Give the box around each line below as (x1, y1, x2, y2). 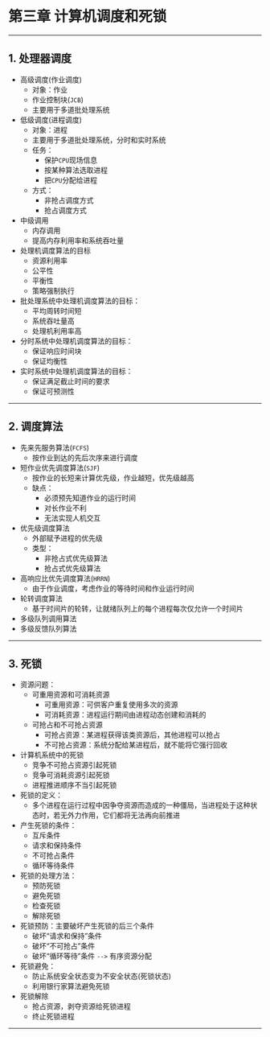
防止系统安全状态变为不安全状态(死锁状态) (31, 971, 171, 981)
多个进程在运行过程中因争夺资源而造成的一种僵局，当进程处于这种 (31, 800, 251, 810)
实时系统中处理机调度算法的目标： (19, 366, 133, 376)
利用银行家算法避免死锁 (31, 981, 110, 991)
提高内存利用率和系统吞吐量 (31, 235, 125, 245)
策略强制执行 (31, 286, 75, 295)
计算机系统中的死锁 (19, 750, 84, 760)
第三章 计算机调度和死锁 (8, 7, 167, 26)
